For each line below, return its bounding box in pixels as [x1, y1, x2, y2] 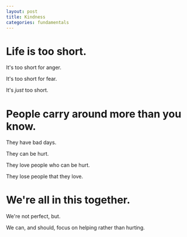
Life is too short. [6, 44, 86, 58]
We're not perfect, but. [6, 213, 61, 220]
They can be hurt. [6, 150, 49, 157]
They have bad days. [6, 139, 57, 146]
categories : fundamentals [6, 19, 69, 25]
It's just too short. [6, 87, 49, 94]
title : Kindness [6, 14, 46, 20]
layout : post [6, 8, 38, 15]
